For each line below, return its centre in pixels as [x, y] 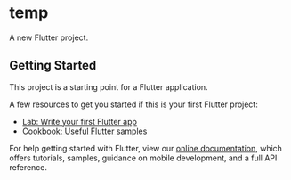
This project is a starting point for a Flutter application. [109, 86]
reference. [28, 167]
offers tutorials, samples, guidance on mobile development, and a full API [143, 158]
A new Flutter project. [49, 37]
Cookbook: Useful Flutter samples [85, 131]
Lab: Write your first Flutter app [80, 121]
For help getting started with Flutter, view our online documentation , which [146, 148]
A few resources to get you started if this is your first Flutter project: [133, 104]
